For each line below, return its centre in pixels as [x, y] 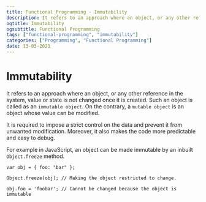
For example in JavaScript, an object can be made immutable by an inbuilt [100, 149]
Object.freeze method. [36, 156]
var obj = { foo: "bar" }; [41, 167]
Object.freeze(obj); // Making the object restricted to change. [91, 178]
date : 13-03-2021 [29, 47]
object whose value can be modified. [53, 113]
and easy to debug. [31, 138]
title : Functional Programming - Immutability [67, 12]
